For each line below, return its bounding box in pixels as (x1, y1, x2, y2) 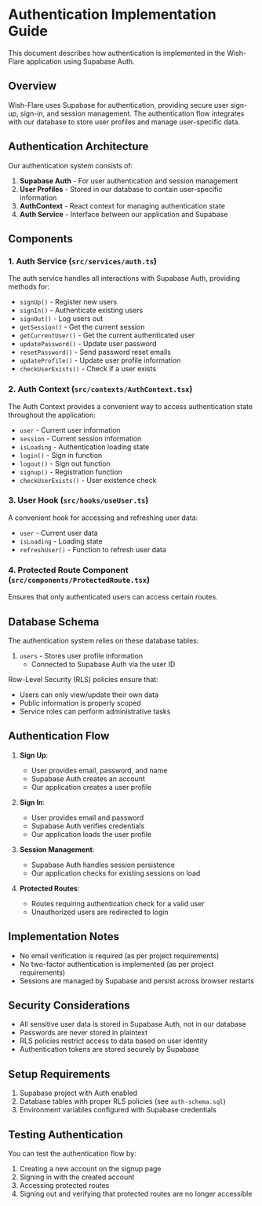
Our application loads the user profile (31, 829, 151, 839)
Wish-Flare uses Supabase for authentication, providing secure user (8, 100, 229, 109)
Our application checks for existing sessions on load (31, 868, 201, 878)
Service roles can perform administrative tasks (19, 706, 171, 716)
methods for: (8, 282, 50, 292)
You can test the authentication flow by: (8, 1149, 136, 1158)
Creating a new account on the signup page (19, 1164, 162, 1174)
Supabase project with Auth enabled (19, 1088, 138, 1098)
